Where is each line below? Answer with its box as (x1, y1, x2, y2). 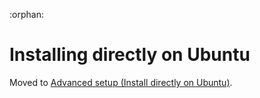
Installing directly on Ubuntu (9, 44, 251, 66)
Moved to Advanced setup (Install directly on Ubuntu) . (9, 76, 233, 88)
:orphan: (9, 9, 44, 20)
